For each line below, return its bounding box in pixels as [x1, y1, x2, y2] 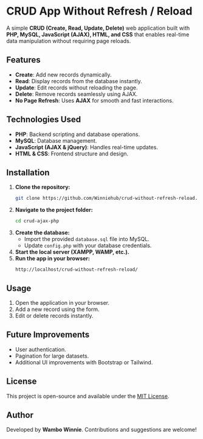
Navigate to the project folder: [15, 206, 93, 214]
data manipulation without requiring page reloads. [6, 37, 131, 44]
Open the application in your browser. [15, 299, 110, 306]
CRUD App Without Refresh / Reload [6, 4, 193, 18]
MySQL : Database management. [15, 137, 97, 144]
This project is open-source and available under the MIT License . [6, 392, 170, 400]
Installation [6, 167, 50, 177]
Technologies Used [6, 114, 81, 125]
